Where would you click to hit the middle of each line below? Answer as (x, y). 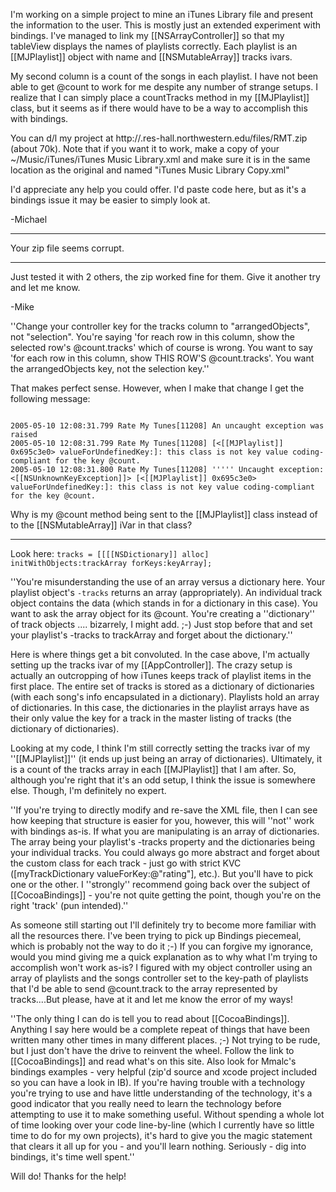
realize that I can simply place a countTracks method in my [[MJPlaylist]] (160, 97)
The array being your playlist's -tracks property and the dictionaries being (163, 842)
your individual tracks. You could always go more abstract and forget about (165, 852)
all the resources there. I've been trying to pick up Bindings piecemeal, (156, 935)
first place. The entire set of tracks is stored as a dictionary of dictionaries (162, 686)
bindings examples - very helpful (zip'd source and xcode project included (164, 1072)
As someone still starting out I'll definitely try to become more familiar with (163, 925)
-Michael (29, 219)
